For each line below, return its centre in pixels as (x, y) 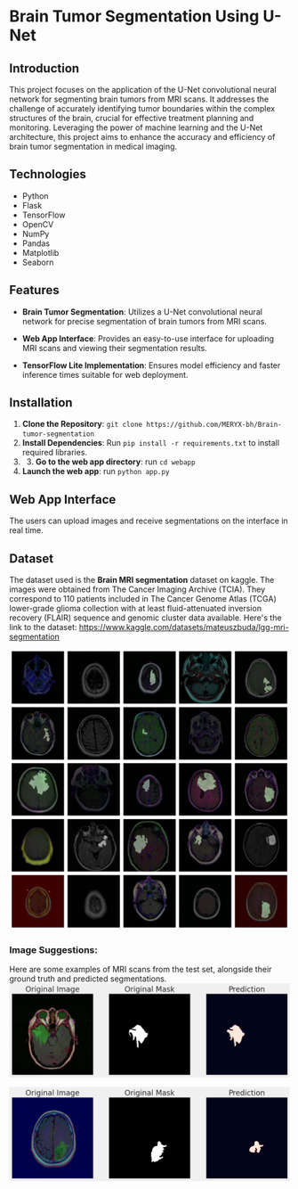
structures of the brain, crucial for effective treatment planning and (132, 118)
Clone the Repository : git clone (82, 424)
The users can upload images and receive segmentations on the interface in (149, 521)
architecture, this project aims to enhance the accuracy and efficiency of (142, 137)
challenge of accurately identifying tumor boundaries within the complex (142, 108)
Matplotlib (40, 252)
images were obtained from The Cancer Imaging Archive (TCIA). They (137, 589)
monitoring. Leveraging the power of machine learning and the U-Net (136, 127)
